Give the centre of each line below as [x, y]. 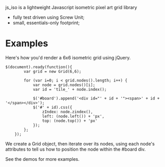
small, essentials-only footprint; [46, 23]
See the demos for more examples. [42, 159]
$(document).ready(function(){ [39, 67]
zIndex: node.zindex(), [68, 112]
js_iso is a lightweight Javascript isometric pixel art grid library [71, 7]
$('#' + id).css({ [52, 107]
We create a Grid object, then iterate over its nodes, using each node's [80, 143]
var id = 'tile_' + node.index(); [70, 89]
